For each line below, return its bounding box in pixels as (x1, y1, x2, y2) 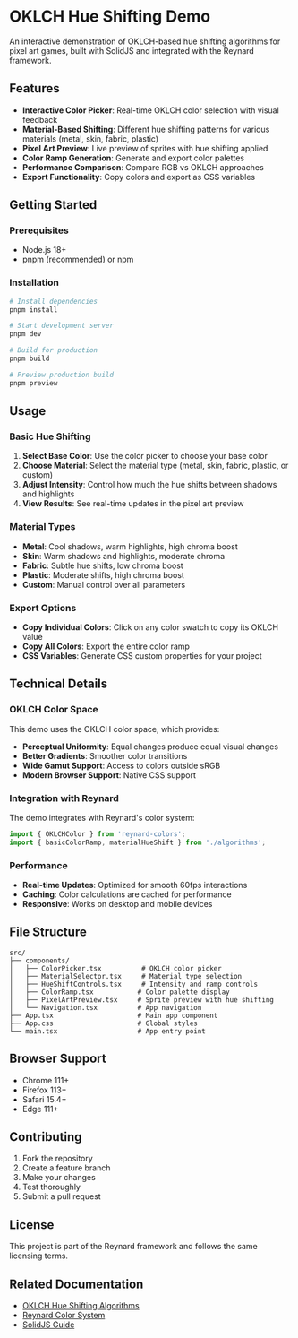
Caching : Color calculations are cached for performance (21, 889, 232, 900)
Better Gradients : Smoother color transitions (21, 750, 188, 761)
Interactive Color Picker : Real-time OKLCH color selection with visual (21, 105, 279, 116)
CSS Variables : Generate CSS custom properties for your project (21, 651, 262, 661)
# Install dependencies (9, 297, 98, 306)
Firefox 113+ (21, 1084, 67, 1095)
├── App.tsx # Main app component (9, 1011, 218, 1020)
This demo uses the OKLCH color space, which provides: (9, 723, 220, 734)
